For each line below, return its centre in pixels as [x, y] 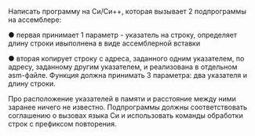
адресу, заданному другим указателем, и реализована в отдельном [123, 67]
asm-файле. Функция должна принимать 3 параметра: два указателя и [127, 75]
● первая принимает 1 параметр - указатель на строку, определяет [123, 35]
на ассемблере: [35, 20]
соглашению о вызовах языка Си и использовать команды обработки [126, 116]
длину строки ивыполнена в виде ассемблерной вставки [104, 43]
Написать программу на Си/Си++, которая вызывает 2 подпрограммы [127, 11]
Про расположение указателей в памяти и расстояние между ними [122, 99]
